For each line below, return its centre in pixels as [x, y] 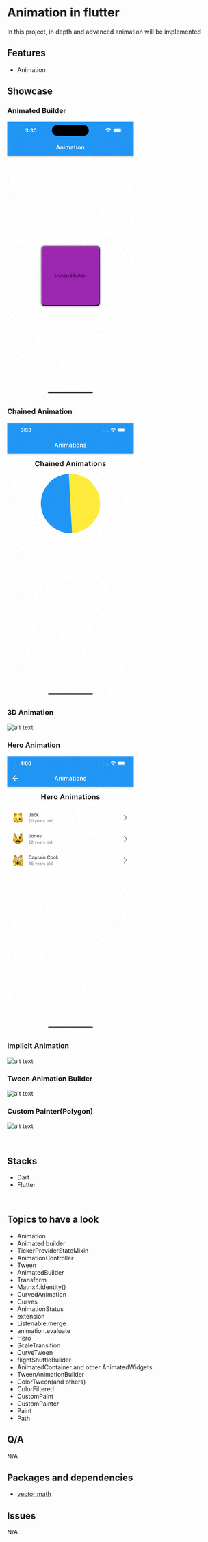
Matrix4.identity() [41, 1287]
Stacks [22, 1161]
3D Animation [30, 712]
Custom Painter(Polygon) [50, 1111]
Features [26, 53]
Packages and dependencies [70, 1478]
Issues [22, 1516]
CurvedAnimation [42, 1294]
